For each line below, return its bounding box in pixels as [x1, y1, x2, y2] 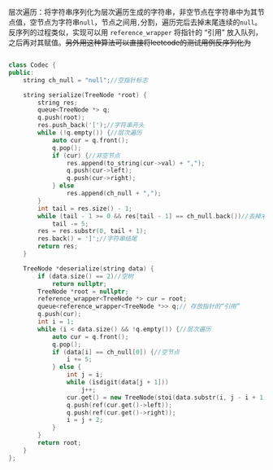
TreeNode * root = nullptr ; [37, 288, 129, 296]
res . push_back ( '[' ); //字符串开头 [37, 121, 145, 130]
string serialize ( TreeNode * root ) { [23, 90, 148, 99]
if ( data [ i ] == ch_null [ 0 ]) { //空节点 [51, 348, 180, 356]
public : [8, 68, 35, 77]
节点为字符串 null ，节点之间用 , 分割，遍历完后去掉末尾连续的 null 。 [36, 17, 262, 27]
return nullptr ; [51, 279, 107, 288]
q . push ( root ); [37, 113, 85, 122]
